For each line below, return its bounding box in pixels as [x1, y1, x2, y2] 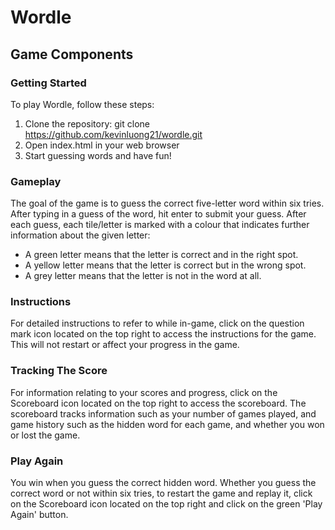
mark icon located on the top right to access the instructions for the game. [10, 328, 317, 340]
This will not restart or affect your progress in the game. [10, 339, 240, 351]
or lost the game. [10, 429, 81, 441]
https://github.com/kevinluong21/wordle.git [24, 128, 203, 140]
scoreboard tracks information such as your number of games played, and [10, 407, 317, 420]
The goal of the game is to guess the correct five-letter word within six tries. [10, 197, 325, 210]
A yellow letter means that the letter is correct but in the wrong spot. [24, 259, 307, 271]
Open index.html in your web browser [24, 139, 180, 151]
